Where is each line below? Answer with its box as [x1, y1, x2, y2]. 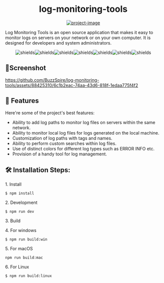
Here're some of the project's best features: [5, 110, 95, 116]
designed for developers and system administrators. [5, 40, 112, 46]
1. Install [5, 182, 22, 188]
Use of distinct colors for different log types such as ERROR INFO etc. [12, 145, 155, 151]
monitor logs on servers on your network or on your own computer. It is [5, 35, 151, 41]
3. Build [5, 218, 21, 224]
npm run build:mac [5, 255, 43, 260]
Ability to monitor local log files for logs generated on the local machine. [12, 130, 160, 136]
